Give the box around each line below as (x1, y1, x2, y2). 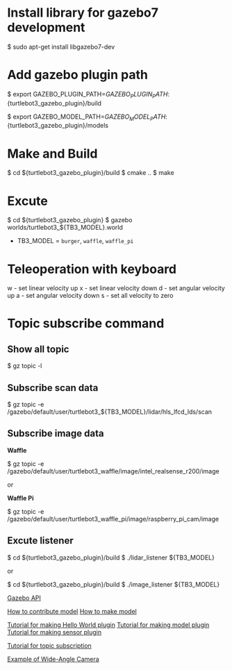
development (7, 19, 85, 35)
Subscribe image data (7, 428, 104, 439)
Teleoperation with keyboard (7, 261, 177, 277)
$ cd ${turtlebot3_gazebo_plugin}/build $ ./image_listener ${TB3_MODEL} (7, 580, 220, 588)
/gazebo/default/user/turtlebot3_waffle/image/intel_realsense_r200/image (7, 467, 220, 475)
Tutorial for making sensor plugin (7, 628, 102, 636)
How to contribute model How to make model (7, 607, 137, 615)
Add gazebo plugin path (7, 67, 148, 83)
